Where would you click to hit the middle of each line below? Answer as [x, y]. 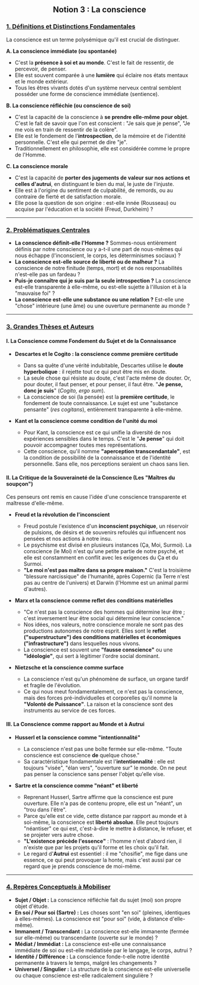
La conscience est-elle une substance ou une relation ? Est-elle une [99, 299]
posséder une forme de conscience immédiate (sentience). [87, 94]
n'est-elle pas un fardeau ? [47, 274]
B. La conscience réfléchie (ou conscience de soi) [69, 105]
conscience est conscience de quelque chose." [81, 755]
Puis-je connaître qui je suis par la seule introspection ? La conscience [103, 280]
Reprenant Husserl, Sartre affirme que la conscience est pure [98, 797]
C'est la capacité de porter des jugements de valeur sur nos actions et [102, 178]
